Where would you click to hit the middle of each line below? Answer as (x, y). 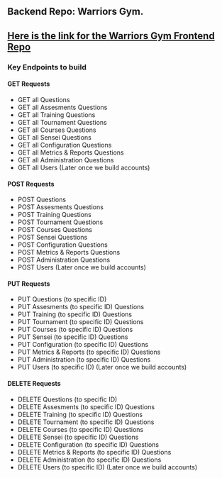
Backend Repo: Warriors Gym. (76, 12)
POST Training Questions (55, 215)
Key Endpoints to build (47, 67)
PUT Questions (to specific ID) (62, 299)
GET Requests (29, 84)
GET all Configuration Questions (65, 145)
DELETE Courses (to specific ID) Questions (81, 429)
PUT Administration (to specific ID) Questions (84, 360)
